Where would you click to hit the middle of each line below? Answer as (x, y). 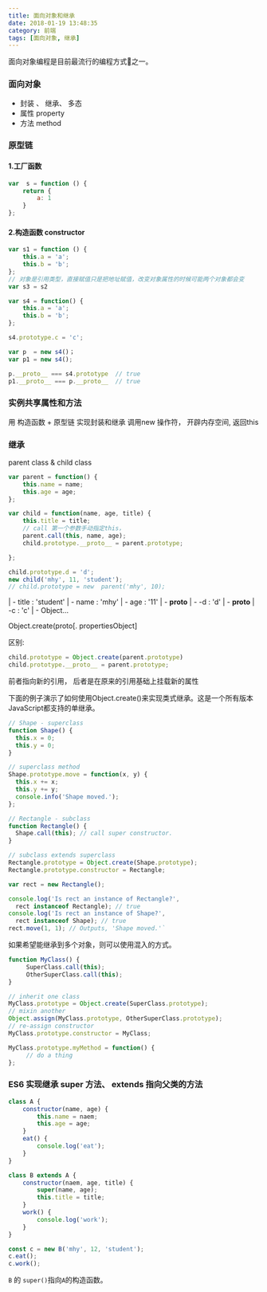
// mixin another (37, 1011)
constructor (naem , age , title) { (78, 1183)
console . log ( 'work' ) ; (73, 1219)
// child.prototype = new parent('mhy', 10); (87, 587)
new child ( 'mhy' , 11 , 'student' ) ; (66, 579)
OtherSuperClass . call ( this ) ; (75, 974)
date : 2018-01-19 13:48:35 (53, 23)
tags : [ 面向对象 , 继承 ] (44, 38)
